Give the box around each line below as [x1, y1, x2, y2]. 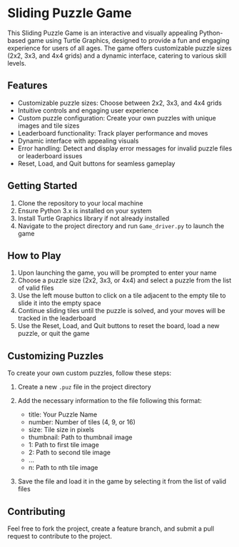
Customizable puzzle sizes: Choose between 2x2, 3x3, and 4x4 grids [17, 98, 223, 107]
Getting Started [7, 180, 78, 192]
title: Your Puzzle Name [28, 410, 98, 419]
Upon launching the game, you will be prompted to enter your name [17, 269, 217, 277]
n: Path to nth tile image [28, 464, 98, 472]
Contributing [7, 505, 66, 518]
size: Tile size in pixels [28, 426, 95, 434]
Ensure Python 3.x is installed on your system [17, 206, 152, 215]
